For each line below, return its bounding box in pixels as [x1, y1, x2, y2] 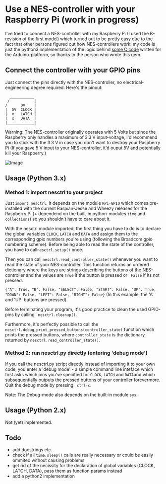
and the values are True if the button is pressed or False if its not [25, 272, 160, 278]
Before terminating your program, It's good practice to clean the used [5, 307, 147, 313]
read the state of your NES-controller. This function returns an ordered [5, 262, 149, 268]
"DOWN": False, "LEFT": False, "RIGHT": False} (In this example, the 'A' [5, 292, 154, 298]
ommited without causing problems [12, 457, 85, 463]
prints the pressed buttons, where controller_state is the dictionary [5, 332, 145, 338]
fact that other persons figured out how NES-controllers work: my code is [5, 41, 155, 47]
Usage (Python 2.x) [5, 406, 66, 414]
